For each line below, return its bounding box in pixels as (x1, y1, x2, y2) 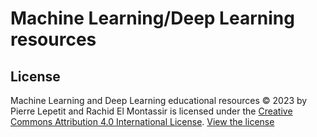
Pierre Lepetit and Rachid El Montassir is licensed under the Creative (10, 105, 293, 117)
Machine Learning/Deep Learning (10, 7, 295, 30)
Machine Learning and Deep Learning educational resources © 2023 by (10, 95, 308, 106)
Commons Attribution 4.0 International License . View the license (10, 116, 275, 127)
